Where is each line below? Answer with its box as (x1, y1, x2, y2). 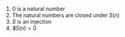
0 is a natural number (11, 5, 65, 12)
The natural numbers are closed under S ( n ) (11, 12, 120, 19)
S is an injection (11, 18, 52, 25)
